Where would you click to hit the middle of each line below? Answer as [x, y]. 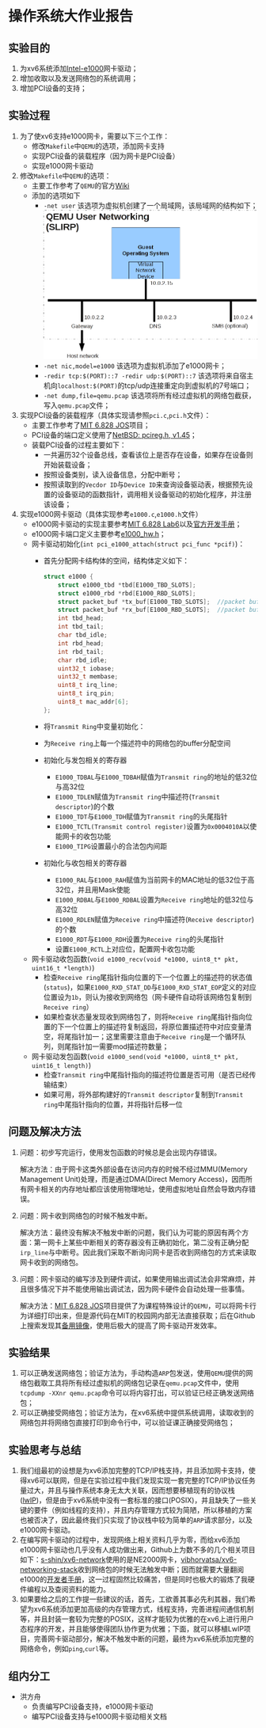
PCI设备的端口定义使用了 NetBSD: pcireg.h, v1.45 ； [114, 435]
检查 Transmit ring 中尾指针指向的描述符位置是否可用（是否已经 [146, 1074]
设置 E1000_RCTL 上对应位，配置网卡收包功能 [125, 949]
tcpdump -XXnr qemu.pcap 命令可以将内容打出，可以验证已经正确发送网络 [137, 1393]
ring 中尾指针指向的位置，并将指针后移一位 [113, 1104]
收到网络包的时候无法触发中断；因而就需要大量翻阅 [161, 1570]
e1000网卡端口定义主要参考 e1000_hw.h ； [99, 534]
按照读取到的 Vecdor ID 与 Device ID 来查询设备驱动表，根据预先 [145, 484]
